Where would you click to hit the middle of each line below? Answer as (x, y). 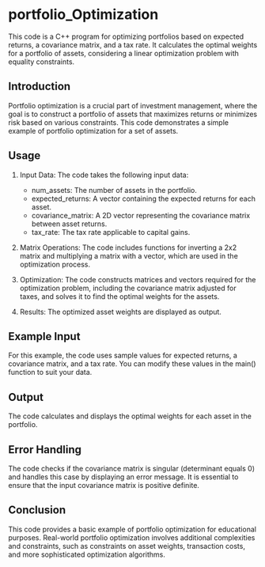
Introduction (40, 87)
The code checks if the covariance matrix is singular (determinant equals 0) (132, 469)
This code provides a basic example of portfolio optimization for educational (132, 529)
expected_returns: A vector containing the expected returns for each (143, 198)
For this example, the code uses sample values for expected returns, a (123, 355)
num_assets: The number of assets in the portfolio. (114, 190)
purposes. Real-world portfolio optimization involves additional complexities (132, 537)
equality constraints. (42, 62)
